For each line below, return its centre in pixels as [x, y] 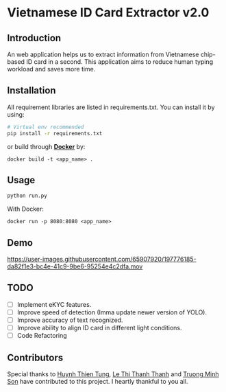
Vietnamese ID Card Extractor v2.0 [108, 13]
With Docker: [26, 209]
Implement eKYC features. [54, 304]
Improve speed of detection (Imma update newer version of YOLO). [112, 312]
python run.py [27, 196]
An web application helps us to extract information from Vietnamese [103, 54]
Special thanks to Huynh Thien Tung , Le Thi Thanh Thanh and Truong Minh [113, 374]
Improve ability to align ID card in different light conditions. [100, 328]
